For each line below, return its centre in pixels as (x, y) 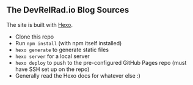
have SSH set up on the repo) (52, 69)
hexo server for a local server (52, 56)
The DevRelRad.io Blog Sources (68, 10)
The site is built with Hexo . (40, 24)
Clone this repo (34, 37)
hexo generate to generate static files (62, 50)
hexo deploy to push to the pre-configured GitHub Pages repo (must (101, 62)
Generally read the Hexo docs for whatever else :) (78, 75)
